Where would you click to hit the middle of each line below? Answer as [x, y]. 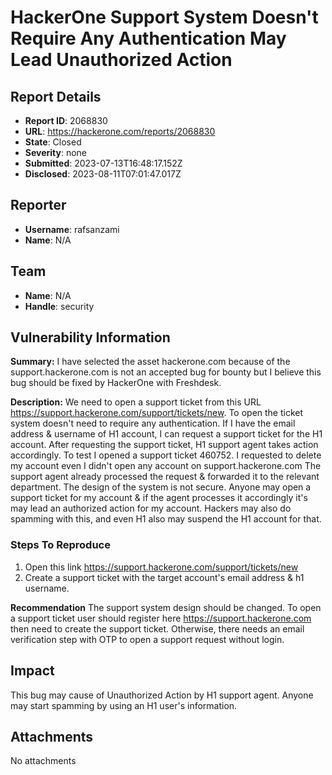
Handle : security [59, 306]
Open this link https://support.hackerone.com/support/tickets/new [161, 567]
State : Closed [53, 142]
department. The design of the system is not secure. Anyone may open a [161, 487]
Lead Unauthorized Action [121, 60]
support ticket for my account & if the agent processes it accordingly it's [159, 498]
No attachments [43, 761]
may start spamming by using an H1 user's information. [124, 705]
